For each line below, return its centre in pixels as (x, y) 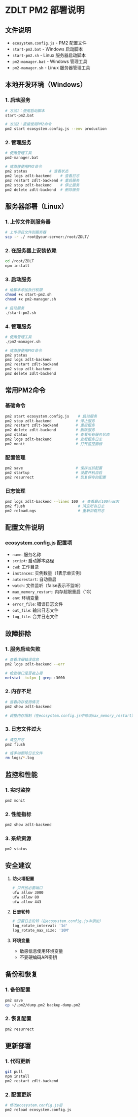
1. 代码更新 (18, 1061)
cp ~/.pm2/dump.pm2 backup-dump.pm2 (43, 1005)
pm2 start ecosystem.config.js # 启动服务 (51, 416)
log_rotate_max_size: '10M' (41, 931)
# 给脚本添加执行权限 (24, 290)
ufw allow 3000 (28, 892)
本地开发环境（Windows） (46, 85)
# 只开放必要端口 (27, 888)
